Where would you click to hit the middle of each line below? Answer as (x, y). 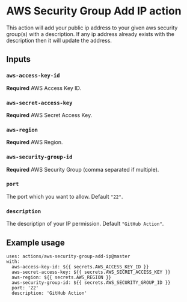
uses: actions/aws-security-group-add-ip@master (68, 256)
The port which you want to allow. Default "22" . (65, 196)
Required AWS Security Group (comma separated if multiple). (83, 169)
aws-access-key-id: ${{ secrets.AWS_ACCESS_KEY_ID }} (80, 267)
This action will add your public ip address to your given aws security (92, 28)
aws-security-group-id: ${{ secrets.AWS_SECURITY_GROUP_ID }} (91, 282)
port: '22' (25, 288)
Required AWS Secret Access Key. (49, 115)
